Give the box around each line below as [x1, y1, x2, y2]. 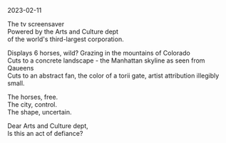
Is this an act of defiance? [7, 129, 83, 137]
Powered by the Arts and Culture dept [7, 28, 119, 36]
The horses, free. [7, 92, 58, 101]
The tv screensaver [7, 20, 65, 28]
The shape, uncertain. [7, 108, 73, 116]
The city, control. [7, 100, 57, 109]
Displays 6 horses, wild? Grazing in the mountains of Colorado [7, 49, 190, 57]
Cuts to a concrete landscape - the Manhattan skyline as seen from [7, 56, 205, 65]
